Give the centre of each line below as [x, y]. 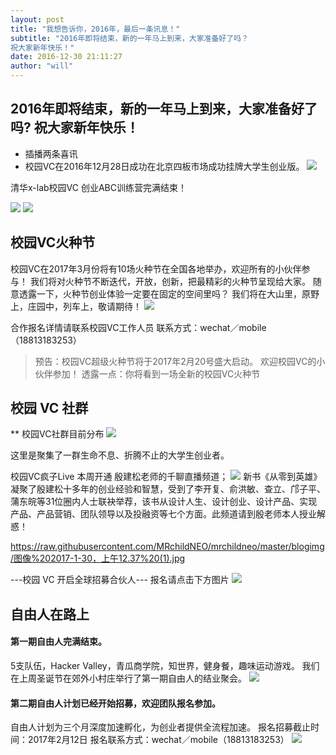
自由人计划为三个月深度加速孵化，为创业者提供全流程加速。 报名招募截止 [160, 727]
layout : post [37, 19]
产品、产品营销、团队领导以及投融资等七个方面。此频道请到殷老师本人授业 [163, 514]
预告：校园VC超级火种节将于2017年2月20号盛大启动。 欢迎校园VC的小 [180, 361]
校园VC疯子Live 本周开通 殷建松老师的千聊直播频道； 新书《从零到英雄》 [166, 477]
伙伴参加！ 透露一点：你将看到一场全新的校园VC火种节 [147, 373]
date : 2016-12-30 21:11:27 [66, 57]
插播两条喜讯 [51, 153]
